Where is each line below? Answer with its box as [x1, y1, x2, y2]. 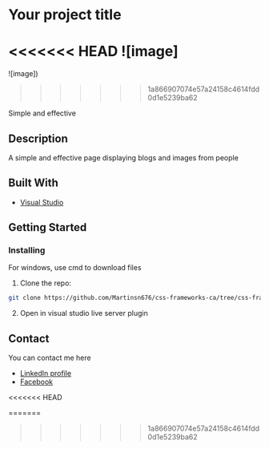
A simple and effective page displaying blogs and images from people [8, 152, 239, 162]
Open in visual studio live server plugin [19, 309, 148, 318]
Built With [8, 176, 58, 190]
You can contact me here [8, 353, 91, 362]
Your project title [8, 6, 122, 24]
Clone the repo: [19, 278, 72, 288]
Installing [8, 245, 46, 256]
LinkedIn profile [19, 369, 72, 378]
